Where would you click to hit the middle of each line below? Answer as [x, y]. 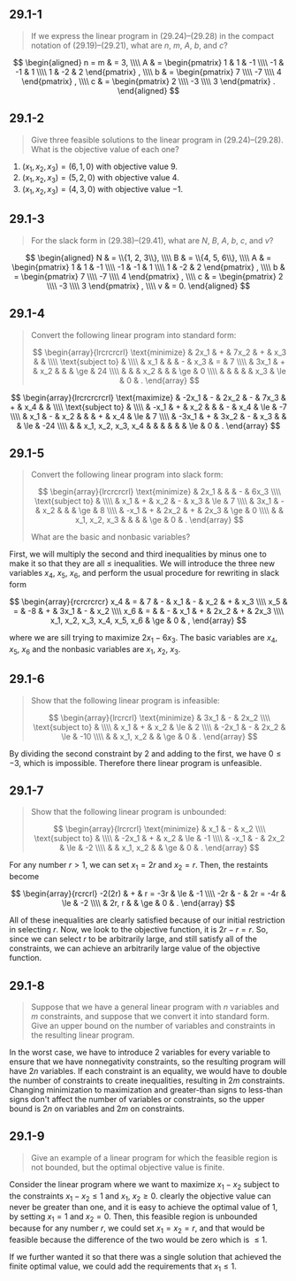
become [24, 877]
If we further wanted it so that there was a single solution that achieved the [145, 1257]
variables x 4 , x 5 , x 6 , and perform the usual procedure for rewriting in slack [144, 574]
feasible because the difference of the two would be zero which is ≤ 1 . [138, 1240]
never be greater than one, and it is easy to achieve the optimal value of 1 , [144, 1208]
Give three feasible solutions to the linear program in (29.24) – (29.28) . [157, 140]
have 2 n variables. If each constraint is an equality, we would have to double [148, 1071]
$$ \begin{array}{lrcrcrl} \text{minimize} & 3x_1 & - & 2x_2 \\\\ [159, 717]
